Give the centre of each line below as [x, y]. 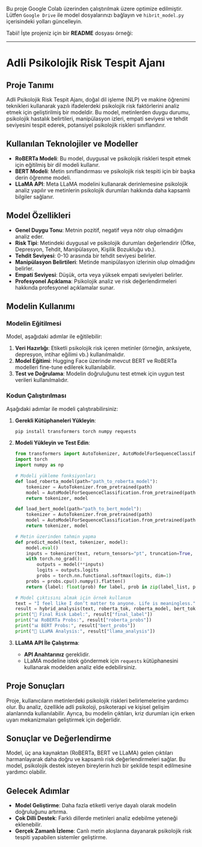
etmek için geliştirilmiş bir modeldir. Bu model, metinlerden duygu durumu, [98, 112]
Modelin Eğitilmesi [34, 323]
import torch [31, 460]
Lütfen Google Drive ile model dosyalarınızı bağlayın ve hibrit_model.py [95, 15]
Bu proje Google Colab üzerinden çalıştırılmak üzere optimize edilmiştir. [94, 9]
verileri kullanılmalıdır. [42, 380]
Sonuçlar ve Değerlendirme [59, 739]
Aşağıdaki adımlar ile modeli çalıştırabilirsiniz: [62, 408]
